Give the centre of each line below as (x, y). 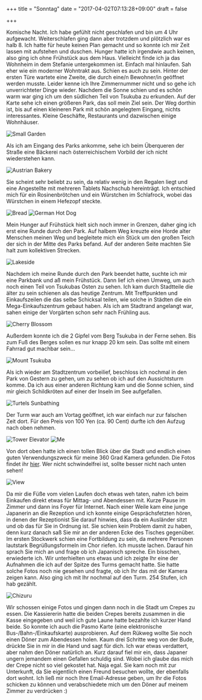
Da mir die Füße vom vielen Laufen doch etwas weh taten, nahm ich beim (97, 494)
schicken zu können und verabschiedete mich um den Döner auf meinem (97, 684)
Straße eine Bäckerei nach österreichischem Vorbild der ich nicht (87, 152)
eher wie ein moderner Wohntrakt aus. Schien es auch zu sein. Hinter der (97, 71)
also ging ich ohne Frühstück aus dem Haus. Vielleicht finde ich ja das (93, 58)
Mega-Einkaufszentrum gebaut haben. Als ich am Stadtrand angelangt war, (100, 306)
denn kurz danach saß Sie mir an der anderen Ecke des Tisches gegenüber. (100, 532)
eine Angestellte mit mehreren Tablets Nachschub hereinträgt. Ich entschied (101, 188)
